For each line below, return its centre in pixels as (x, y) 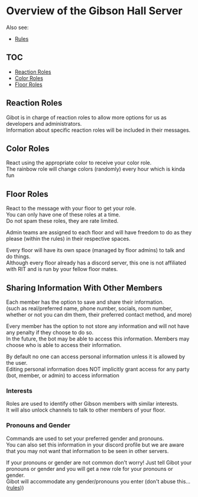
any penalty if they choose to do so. (50, 332)
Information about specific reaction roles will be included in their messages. (98, 130)
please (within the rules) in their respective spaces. (69, 239)
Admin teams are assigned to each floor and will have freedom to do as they (99, 232)
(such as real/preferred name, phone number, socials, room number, (89, 308)
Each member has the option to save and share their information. (85, 302)
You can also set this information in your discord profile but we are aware (95, 445)
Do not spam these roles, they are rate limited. (62, 221)
